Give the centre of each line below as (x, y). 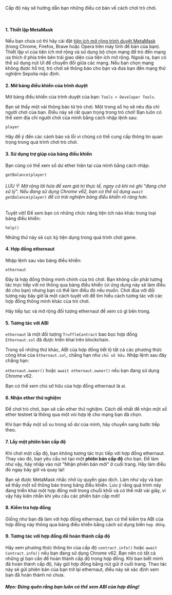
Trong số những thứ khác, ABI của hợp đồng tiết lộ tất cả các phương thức (84, 350)
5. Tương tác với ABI (27, 323)
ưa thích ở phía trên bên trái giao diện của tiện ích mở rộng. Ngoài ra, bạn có (86, 57)
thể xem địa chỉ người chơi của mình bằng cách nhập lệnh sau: (71, 118)
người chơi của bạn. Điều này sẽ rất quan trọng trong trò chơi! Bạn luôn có (83, 112)
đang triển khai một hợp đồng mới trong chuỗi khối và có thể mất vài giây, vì (85, 490)
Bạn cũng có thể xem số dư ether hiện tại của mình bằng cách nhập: (78, 165)
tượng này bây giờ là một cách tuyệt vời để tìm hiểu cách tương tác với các (84, 296)
